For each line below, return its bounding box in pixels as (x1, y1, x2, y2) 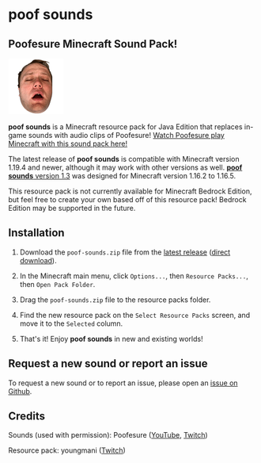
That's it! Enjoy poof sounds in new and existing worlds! (19, 334, 203, 343)
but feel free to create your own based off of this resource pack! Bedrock (8, 195, 247, 204)
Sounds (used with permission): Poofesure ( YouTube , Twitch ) (8, 430, 208, 440)
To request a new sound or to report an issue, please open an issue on (8, 378, 239, 388)
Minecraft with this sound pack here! (8, 139, 128, 148)
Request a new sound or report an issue (8, 357, 208, 370)
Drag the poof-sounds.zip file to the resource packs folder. (19, 295, 211, 304)
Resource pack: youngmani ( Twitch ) (8, 446, 127, 455)
